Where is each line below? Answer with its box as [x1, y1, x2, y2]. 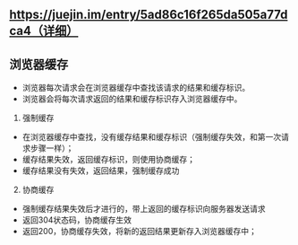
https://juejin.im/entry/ [9, 7, 141, 22]
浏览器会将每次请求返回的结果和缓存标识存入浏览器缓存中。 [21, 93, 243, 104]
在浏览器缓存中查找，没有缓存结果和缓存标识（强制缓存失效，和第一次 [21, 132, 282, 143]
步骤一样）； [30, 143, 74, 153]
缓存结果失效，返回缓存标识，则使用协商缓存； [21, 154, 195, 165]
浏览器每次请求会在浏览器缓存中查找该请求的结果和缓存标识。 [21, 83, 251, 93]
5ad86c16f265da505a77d [140, 7, 288, 22]
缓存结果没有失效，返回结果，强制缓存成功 [21, 165, 180, 176]
